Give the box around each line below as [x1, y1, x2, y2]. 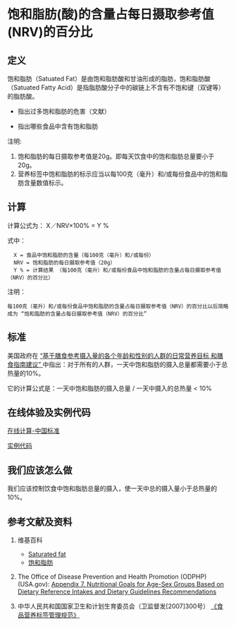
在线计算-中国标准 [7, 426, 60, 435]
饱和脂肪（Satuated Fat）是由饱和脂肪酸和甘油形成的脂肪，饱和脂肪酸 [7, 75, 211, 83]
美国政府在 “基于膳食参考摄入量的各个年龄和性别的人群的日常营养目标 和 [7, 351, 218, 360]
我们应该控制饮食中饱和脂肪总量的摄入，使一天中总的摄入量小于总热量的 [7, 484, 217, 493]
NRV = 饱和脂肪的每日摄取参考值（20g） [13, 259, 116, 266]
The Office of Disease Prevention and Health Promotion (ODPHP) [17, 572, 207, 581]
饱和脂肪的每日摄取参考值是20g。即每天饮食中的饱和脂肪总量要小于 [17, 152, 215, 160]
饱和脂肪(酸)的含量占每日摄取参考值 [7, 6, 215, 23]
